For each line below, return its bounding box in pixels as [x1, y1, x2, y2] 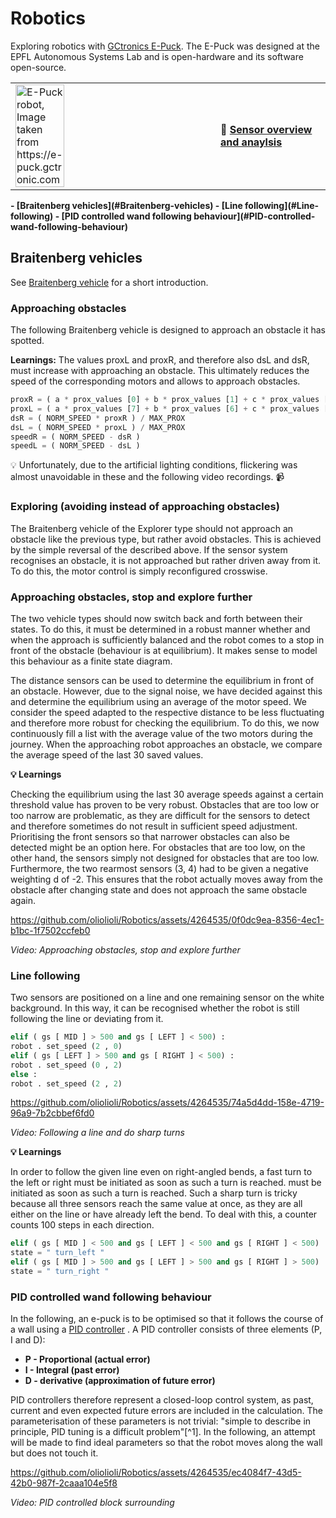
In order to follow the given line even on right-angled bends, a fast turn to [10, 1166, 313, 1178]
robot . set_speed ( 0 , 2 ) [10, 1060, 123, 1070]
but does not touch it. [10, 1447, 99, 1459]
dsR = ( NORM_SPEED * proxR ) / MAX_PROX [10, 413, 186, 423]
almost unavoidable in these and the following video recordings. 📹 [10, 471, 285, 483]
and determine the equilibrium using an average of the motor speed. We [10, 695, 307, 707]
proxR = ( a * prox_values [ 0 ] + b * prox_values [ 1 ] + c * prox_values [10, 395, 320, 405]
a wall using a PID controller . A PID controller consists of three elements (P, [10, 1323, 323, 1336]
